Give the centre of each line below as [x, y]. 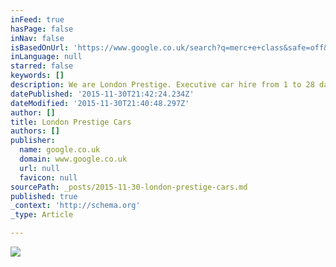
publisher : [33, 141]
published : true [44, 196]
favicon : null [48, 177]
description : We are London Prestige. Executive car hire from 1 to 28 [162, 85]
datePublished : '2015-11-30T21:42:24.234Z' [102, 94]
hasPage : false [42, 29]
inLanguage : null [46, 57]
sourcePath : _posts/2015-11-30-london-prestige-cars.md [129, 187]
